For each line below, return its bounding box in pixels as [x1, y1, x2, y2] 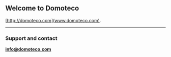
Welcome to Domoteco [5, 4, 79, 13]
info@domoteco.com [5, 46, 51, 52]
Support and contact [5, 35, 58, 42]
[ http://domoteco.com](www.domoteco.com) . [5, 17, 101, 23]
